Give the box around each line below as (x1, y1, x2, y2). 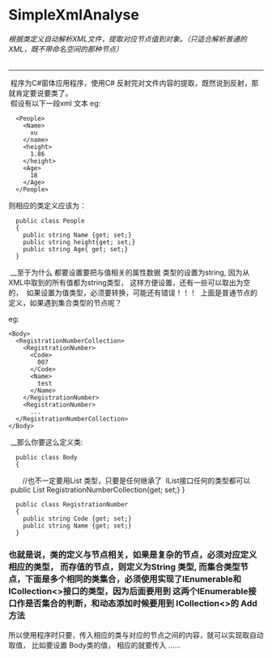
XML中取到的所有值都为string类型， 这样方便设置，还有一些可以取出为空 (8, 278, 251, 288)
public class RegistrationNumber (15, 501, 129, 509)
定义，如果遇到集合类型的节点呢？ (8, 298, 122, 308)
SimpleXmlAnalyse (8, 6, 140, 24)
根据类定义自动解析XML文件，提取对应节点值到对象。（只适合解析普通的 (8, 34, 248, 44)
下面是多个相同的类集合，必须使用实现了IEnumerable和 (24, 574, 241, 585)
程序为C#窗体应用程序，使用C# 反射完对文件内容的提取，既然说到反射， (10, 79, 253, 88)
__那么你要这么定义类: (10, 438, 83, 447)
